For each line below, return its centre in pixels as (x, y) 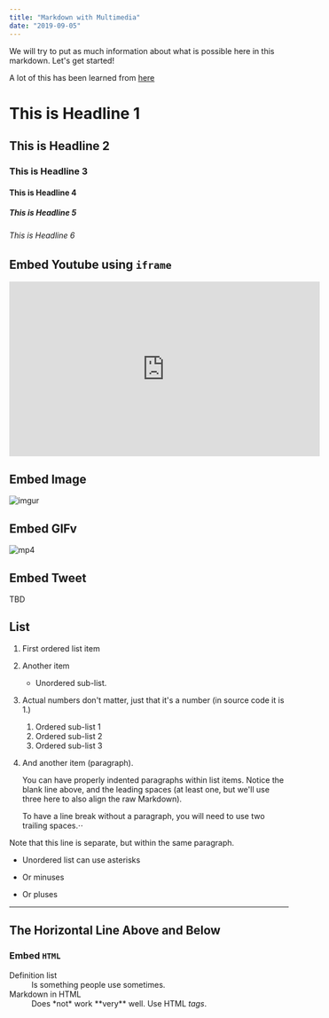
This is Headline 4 (43, 193)
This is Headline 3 (49, 171)
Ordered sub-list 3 (69, 746)
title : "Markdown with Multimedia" (75, 17)
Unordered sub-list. (71, 683)
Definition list (33, 975)
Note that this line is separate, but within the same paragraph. (122, 842)
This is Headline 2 (59, 146)
